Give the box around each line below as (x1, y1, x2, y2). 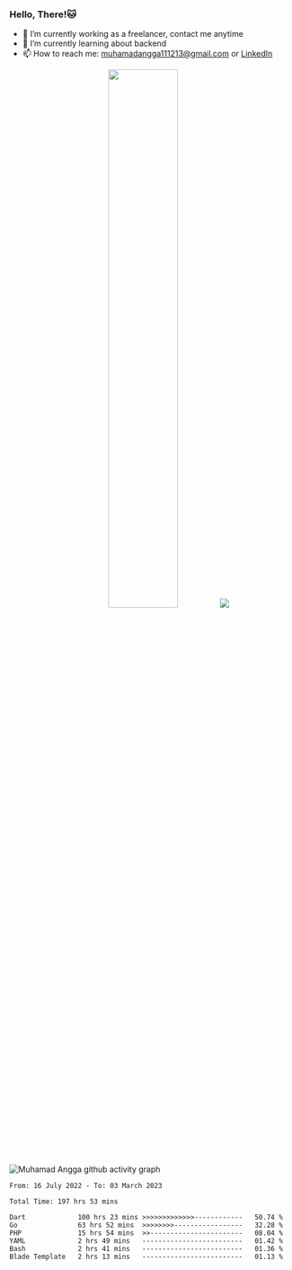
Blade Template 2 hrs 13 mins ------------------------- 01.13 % (9, 1252, 283, 1261)
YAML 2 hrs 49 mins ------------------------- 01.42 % (9, 1236, 283, 1246)
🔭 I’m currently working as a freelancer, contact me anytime (22, 29, 244, 40)
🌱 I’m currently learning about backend (22, 38, 167, 49)
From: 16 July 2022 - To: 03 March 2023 (9, 1181, 164, 1190)
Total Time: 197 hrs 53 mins (9, 1197, 119, 1206)
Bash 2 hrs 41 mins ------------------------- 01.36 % (9, 1244, 283, 1253)
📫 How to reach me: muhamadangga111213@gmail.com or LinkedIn (22, 49, 273, 59)
